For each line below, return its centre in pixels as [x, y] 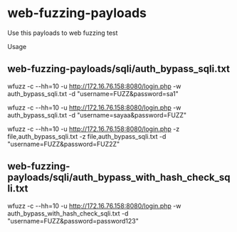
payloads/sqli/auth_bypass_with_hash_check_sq [119, 178]
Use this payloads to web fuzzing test [63, 33]
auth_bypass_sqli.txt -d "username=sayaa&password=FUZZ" [97, 115]
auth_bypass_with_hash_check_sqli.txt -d [68, 213]
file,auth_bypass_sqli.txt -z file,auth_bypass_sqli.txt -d [87, 136]
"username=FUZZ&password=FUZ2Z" [64, 144]
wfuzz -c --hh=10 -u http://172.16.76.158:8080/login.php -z [94, 129]
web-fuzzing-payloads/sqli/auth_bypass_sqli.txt [118, 69]
